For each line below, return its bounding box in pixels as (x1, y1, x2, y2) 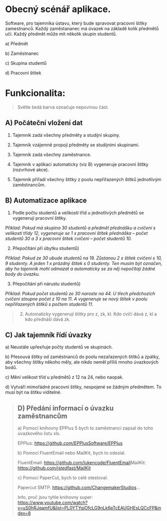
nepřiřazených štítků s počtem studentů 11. (5, 301, 93, 307)
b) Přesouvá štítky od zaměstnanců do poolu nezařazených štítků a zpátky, (5, 354, 160, 360)
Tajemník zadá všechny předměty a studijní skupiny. (12, 132, 120, 138)
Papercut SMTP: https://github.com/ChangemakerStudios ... (17, 484, 140, 491)
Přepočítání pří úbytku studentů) (12, 245, 79, 251)
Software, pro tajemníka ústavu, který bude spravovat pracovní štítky (5, 20, 147, 26)
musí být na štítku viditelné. (5, 389, 61, 395)
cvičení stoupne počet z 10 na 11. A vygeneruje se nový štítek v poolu (5, 296, 147, 302)
